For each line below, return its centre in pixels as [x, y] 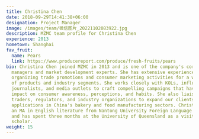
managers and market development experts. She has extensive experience [103, 72]
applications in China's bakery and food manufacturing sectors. [94, 105]
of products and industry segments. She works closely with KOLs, [95, 83]
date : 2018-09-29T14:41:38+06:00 [47, 17]
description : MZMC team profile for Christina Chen [71, 34]
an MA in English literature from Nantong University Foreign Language [102, 111]
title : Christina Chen [34, 12]
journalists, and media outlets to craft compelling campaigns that [98, 89]
